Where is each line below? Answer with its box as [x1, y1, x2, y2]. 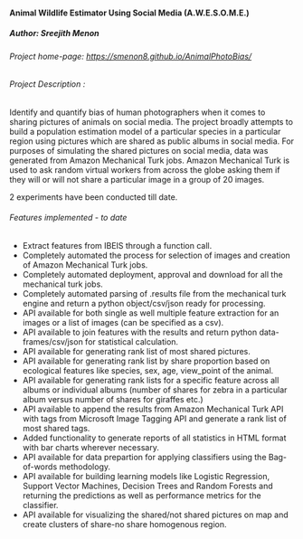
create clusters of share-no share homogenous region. [22, 518, 227, 529]
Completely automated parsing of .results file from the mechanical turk [22, 288, 287, 298]
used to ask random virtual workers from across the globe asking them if [9, 164, 280, 175]
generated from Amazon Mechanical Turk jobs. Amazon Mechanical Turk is [9, 155, 290, 165]
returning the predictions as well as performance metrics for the [22, 489, 261, 501]
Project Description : [9, 79, 86, 90]
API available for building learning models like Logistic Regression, [22, 470, 270, 481]
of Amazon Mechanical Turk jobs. [22, 259, 148, 270]
